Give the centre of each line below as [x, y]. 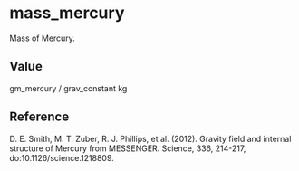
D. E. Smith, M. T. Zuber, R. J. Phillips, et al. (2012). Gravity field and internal [150, 138]
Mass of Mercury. [42, 38]
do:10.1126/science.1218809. [62, 157]
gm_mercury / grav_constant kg [68, 88]
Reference [39, 117]
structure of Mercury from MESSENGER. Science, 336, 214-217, [128, 148]
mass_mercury [67, 13]
